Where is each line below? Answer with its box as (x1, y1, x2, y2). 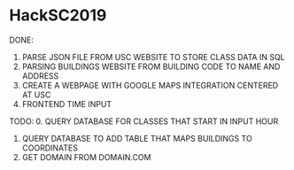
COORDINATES (21, 143, 78, 153)
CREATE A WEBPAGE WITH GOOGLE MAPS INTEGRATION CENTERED (21, 80, 279, 90)
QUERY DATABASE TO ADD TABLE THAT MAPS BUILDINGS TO (21, 133, 252, 143)
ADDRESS (21, 70, 59, 81)
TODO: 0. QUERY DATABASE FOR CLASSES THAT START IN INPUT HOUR (9, 116, 279, 127)
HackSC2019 (9, 5, 107, 26)
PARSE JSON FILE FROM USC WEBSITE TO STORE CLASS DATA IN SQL (21, 51, 285, 62)
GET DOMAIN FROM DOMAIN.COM (21, 151, 151, 162)
